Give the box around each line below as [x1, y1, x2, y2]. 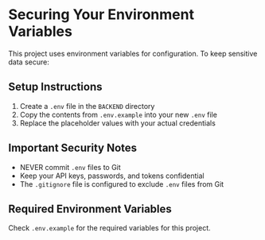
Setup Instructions [8, 80, 103, 94]
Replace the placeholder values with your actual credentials [19, 118, 216, 128]
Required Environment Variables [8, 202, 173, 215]
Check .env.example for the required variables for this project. [8, 223, 211, 233]
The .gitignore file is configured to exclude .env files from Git [19, 179, 224, 188]
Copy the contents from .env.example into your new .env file [19, 110, 217, 119]
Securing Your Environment [8, 6, 195, 24]
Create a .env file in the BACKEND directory [19, 101, 155, 110]
